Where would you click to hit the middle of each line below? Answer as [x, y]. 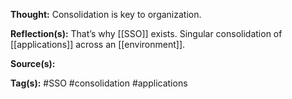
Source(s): [33, 63]
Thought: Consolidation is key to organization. [106, 14]
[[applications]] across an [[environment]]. [98, 44]
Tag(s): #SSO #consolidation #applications [99, 83]
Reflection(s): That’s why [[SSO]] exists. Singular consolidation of [146, 33]
